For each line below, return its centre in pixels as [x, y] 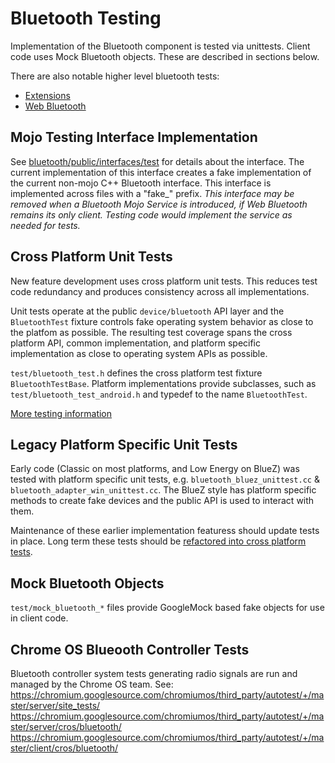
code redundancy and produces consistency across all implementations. [160, 291]
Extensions [47, 95]
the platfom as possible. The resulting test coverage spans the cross [151, 332]
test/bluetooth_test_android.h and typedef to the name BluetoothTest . [159, 394]
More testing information [61, 413]
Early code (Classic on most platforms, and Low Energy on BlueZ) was [155, 469]
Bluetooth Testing [86, 18]
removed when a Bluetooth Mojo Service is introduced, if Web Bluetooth [159, 204]
